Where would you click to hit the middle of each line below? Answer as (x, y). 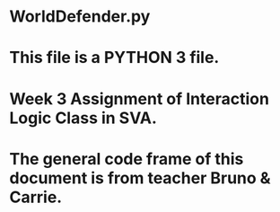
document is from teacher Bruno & (140, 178)
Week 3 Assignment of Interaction (139, 98)
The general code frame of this (127, 159)
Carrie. (36, 197)
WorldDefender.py (80, 17)
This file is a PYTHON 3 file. (114, 58)
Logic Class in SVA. (83, 118)
